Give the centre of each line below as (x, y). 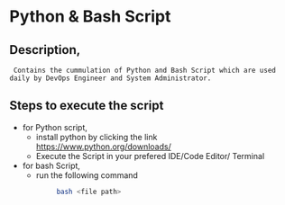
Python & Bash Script (90, 17)
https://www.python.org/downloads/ (103, 147)
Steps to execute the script (87, 106)
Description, (45, 50)
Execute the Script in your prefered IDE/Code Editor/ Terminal (150, 156)
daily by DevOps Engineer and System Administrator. (110, 78)
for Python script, (55, 127)
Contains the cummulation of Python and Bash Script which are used (145, 70)
